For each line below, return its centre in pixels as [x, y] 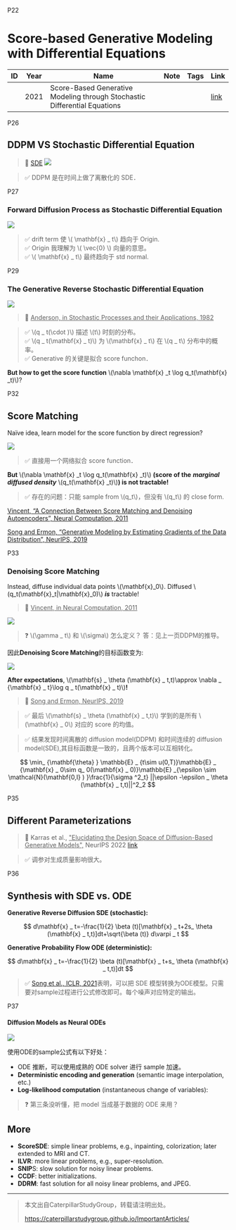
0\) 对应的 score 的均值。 [101, 724]
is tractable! [122, 594]
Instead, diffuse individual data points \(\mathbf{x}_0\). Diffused [100, 587]
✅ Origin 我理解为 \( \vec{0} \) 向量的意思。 [87, 248]
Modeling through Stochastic [98, 97]
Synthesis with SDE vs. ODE [70, 896]
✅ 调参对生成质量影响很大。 [65, 859]
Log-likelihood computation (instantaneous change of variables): [113, 1090]
